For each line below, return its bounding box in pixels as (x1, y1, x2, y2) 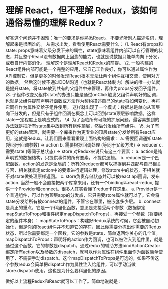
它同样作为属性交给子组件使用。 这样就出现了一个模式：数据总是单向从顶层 (5, 104, 160, 110)
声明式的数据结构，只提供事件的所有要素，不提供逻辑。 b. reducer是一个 (5, 154, 155, 160)
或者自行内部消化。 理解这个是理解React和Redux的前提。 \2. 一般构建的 (5, 60, 154, 66)
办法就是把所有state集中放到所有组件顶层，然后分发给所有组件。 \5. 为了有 (5, 123, 159, 129)
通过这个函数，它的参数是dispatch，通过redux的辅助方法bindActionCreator (5, 242, 160, 248)
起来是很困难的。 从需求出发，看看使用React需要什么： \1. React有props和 (9, 41, 163, 47)
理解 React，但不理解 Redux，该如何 (5, 5, 158, 16)
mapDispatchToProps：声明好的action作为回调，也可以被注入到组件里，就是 (5, 236, 163, 242)
